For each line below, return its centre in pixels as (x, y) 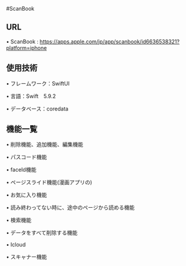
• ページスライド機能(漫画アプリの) (49, 182)
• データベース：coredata (37, 109)
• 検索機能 (19, 220)
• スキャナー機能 (27, 257)
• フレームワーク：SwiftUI (38, 83)
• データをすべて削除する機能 (42, 233)
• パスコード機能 (27, 157)
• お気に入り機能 (27, 195)
